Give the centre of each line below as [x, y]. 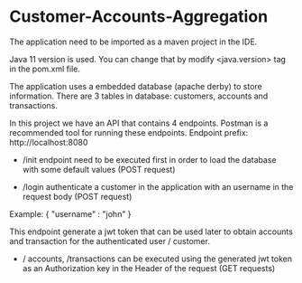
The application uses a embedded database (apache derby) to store [136, 86]
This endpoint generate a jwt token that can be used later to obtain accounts [151, 231]
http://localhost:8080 [49, 142]
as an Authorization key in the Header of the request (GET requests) [149, 268]
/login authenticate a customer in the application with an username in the [158, 186]
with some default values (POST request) [99, 169]
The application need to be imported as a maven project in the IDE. [133, 42]
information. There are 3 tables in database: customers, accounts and [139, 96]
